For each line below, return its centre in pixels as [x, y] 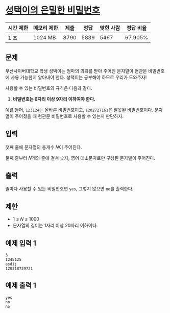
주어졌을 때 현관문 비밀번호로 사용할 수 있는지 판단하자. [69, 116]
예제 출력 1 [21, 286]
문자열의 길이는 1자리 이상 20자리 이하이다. [55, 226]
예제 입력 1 [21, 243]
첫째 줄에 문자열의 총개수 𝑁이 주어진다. [44, 147]
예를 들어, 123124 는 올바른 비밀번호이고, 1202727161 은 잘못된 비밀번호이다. [79, 110]
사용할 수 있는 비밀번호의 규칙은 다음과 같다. [49, 88]
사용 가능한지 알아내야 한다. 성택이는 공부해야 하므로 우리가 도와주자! [79, 77]
